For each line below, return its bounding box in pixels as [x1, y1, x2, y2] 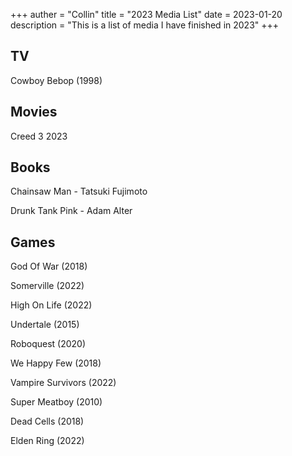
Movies [10, 104, 58, 121]
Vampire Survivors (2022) [10, 377, 117, 389]
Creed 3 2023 [10, 130, 68, 142]
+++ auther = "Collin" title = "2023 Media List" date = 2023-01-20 [10, 9, 283, 20]
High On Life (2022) [10, 299, 93, 311]
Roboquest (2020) [10, 338, 87, 350]
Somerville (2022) [10, 280, 85, 292]
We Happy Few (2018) [10, 357, 102, 369]
